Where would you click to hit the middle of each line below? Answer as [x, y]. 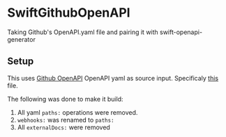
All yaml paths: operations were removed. [77, 112]
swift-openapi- [181, 32]
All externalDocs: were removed [63, 127]
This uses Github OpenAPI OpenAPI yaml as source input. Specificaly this [113, 78]
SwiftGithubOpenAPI [69, 13]
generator [22, 39]
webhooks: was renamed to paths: [66, 120]
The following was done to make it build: [65, 99]
